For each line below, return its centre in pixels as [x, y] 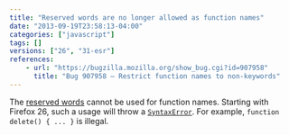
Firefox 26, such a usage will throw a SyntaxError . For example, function [144, 111]
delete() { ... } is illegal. [59, 121]
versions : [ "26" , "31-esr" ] [62, 51]
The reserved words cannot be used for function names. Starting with [139, 102]
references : [32, 59]
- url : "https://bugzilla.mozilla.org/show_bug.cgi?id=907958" [147, 68]
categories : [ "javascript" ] [62, 34]
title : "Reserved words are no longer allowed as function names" [137, 18]
